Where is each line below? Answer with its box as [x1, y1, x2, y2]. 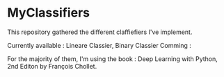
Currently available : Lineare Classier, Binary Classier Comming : [7, 41, 191, 49]
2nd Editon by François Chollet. [7, 62, 97, 70]
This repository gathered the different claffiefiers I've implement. [7, 28, 193, 36]
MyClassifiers [7, 5, 90, 21]
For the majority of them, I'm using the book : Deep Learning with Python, [7, 54, 218, 63]
